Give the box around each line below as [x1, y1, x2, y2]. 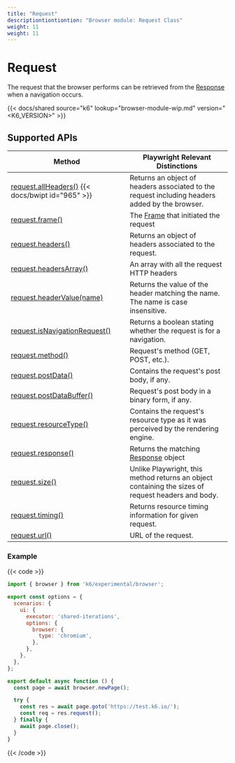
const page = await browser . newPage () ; [13, 684, 130, 691]
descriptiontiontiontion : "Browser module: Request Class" [7, 17, 183, 24]
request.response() [10, 448, 75, 458]
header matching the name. [129, 288, 220, 298]
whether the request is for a [129, 326, 221, 336]
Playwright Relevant [142, 152, 211, 162]
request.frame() [10, 215, 63, 224]
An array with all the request [129, 259, 222, 269]
